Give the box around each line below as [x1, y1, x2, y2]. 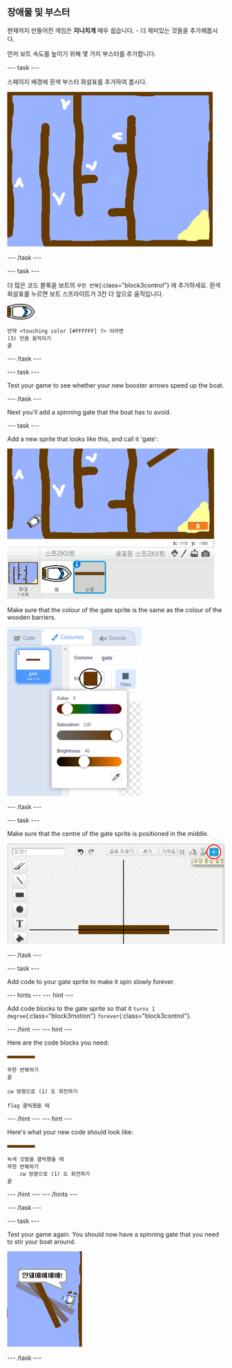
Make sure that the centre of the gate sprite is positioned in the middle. [7, 829, 209, 837]
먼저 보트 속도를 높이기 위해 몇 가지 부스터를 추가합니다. [7, 49, 157, 57]
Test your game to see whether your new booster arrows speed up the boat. [7, 381, 224, 389]
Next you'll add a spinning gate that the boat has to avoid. [7, 408, 171, 416]
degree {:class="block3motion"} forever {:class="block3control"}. [7, 1011, 192, 1020]
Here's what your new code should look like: [7, 1128, 133, 1137]
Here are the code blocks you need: [7, 1038, 109, 1047]
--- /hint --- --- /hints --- [7, 1190, 78, 1199]
